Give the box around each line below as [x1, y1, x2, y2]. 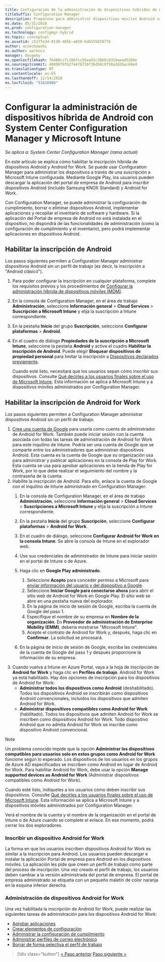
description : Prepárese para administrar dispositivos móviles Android [5, 16, 155, 21]
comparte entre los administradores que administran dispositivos [12, 447, 144, 453]
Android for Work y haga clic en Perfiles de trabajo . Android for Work [12, 670, 155, 675]
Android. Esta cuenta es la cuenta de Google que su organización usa [12, 452, 154, 458]
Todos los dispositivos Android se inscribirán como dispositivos [19, 690, 148, 696]
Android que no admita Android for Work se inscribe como [19, 722, 138, 728]
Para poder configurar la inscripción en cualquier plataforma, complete [12, 278, 156, 284]
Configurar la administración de [5, 101, 137, 113]
